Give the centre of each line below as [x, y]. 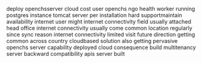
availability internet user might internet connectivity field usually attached [99, 22]
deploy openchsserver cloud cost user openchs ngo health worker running [101, 9]
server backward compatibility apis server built [66, 54]
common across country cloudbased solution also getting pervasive [92, 41]
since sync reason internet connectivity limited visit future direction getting [101, 35]
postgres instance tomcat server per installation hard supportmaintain [94, 15]
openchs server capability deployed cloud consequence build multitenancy [101, 47]
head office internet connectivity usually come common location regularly [99, 28]
